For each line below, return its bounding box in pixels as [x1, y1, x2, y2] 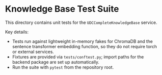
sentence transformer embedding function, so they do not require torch [12, 43, 157, 49]
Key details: [5, 29, 28, 35]
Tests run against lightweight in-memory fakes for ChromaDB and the [12, 38, 153, 44]
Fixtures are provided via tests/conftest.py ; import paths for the [12, 54, 144, 59]
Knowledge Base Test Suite [5, 3, 119, 15]
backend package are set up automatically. [12, 59, 100, 65]
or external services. [12, 49, 54, 55]
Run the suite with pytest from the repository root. [12, 64, 114, 70]
